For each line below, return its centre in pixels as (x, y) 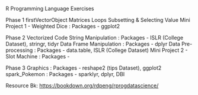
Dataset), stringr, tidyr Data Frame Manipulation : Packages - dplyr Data (93, 44)
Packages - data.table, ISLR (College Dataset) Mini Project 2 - (112, 50)
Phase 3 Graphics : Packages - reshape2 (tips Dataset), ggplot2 (84, 68)
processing (19, 50)
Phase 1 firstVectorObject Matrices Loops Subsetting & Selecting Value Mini (98, 20)
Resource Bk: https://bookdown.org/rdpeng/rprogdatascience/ (82, 86)
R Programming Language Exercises (50, 9)
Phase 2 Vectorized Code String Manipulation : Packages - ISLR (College (95, 37)
